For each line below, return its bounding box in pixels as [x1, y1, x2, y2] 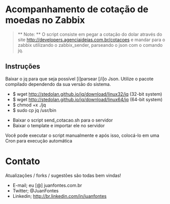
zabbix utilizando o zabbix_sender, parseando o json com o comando [17, 42, 163, 48]
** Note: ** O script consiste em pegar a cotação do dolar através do [17, 31, 162, 37]
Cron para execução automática [5, 137, 73, 143]
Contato [5, 155, 41, 167]
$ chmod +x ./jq [12, 102, 46, 108]
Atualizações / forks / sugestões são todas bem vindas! [5, 172, 121, 179]
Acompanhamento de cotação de [5, 4, 149, 15]
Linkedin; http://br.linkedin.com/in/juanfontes [12, 193, 107, 199]
